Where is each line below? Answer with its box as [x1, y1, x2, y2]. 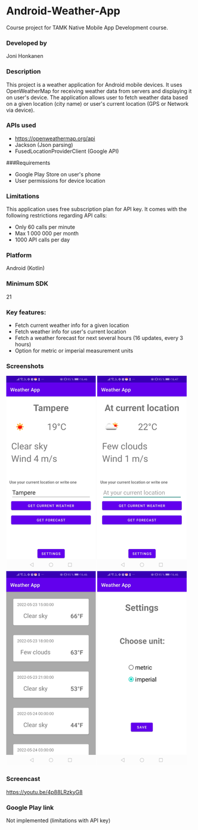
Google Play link [6, 803, 54, 811]
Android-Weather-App [6, 4, 120, 18]
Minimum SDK [6, 280, 49, 288]
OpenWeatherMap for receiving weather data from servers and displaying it [6, 87, 192, 94]
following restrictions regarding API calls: [6, 212, 107, 219]
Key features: [6, 308, 47, 316]
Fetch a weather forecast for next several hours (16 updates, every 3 [14, 335, 184, 342]
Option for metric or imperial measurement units [14, 347, 134, 354]
